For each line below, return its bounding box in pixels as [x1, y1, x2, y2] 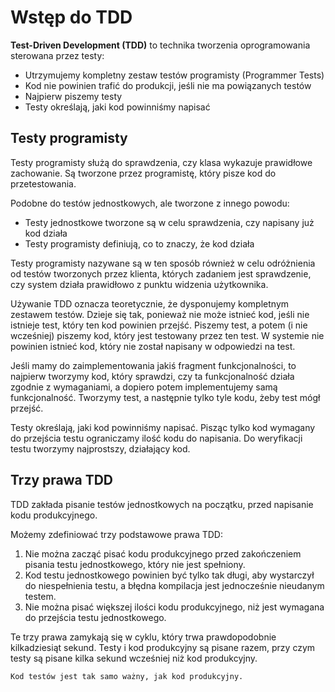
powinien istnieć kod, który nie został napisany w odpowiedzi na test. [10, 340, 296, 352]
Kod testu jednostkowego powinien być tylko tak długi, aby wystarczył [24, 569, 315, 581]
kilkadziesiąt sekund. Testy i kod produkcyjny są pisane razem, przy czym [10, 641, 316, 653]
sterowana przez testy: [10, 49, 105, 61]
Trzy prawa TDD [10, 472, 114, 489]
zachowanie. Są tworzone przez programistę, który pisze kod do [10, 167, 277, 179]
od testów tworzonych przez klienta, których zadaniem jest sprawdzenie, [10, 267, 312, 280]
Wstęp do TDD [10, 6, 133, 29]
